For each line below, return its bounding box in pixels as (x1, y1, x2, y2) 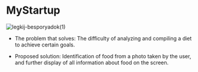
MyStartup (6, 4, 60, 17)
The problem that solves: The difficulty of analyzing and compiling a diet (14, 35, 192, 42)
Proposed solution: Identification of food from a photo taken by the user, (14, 52, 191, 60)
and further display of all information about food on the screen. (14, 59, 169, 66)
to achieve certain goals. (14, 41, 75, 48)
